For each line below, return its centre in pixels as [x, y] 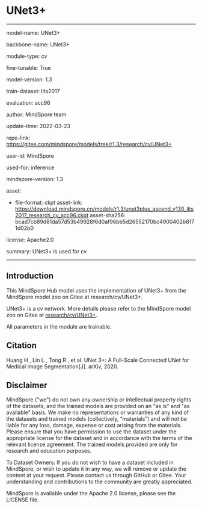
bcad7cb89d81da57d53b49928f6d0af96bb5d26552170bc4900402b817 [105, 221]
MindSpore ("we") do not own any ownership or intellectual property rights [99, 400]
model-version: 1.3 [29, 79]
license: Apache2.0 [30, 240]
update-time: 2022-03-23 [38, 126]
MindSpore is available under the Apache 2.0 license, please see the [91, 494]
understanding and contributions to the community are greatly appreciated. [99, 482]
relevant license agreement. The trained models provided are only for [92, 444]
